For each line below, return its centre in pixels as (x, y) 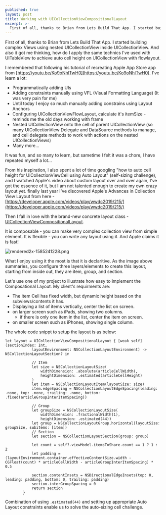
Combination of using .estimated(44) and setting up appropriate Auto (76, 502)
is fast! (12, 242)
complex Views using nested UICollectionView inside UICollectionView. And (82, 48)
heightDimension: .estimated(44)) (76, 419)
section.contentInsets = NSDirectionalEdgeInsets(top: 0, (92, 475)
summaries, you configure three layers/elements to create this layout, (76, 266)
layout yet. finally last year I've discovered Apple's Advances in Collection (80, 191)
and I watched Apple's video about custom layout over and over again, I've (81, 181)
